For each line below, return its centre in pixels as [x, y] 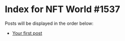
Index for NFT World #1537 [62, 9]
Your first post [27, 33]
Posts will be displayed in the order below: [49, 23]
